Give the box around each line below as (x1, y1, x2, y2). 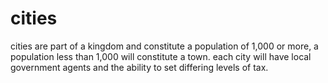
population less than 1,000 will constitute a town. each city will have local (10, 50, 312, 62)
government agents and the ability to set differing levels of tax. (10, 61, 269, 73)
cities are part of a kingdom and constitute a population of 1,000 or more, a (10, 40, 319, 52)
